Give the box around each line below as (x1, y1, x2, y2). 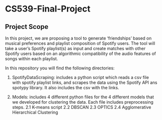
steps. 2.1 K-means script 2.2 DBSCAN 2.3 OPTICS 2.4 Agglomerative (12, 105, 151, 110)
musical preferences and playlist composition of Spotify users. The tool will (5, 40, 155, 46)
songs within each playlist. (5, 56, 58, 61)
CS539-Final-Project (5, 3, 91, 14)
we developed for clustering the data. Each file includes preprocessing (12, 99, 154, 105)
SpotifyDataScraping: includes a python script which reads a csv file (12, 75, 149, 80)
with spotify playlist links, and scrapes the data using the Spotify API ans (12, 80, 158, 85)
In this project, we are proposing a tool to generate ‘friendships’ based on (5, 35, 152, 41)
